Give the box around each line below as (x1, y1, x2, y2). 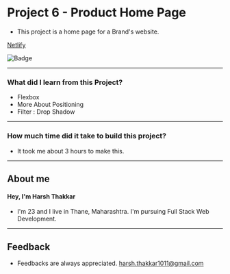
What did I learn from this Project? (7, 77, 123, 87)
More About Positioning (16, 101, 84, 109)
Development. (16, 214, 57, 223)
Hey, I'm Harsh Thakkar (7, 192, 76, 200)
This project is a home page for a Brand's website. (16, 27, 159, 36)
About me (7, 173, 50, 184)
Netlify (7, 40, 26, 49)
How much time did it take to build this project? (7, 132, 166, 141)
